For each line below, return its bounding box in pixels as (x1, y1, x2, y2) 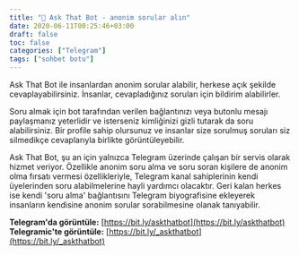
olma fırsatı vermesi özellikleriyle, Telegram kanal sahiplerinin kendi (9, 171, 259, 182)
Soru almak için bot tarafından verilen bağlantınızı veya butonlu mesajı (9, 106, 268, 116)
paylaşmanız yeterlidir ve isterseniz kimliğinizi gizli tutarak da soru (9, 115, 254, 126)
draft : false (9, 30, 58, 38)
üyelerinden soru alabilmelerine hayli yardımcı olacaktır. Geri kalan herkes (9, 181, 282, 191)
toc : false (9, 38, 50, 47)
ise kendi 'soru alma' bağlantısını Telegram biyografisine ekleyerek (9, 190, 256, 200)
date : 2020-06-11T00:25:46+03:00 (9, 21, 135, 30)
